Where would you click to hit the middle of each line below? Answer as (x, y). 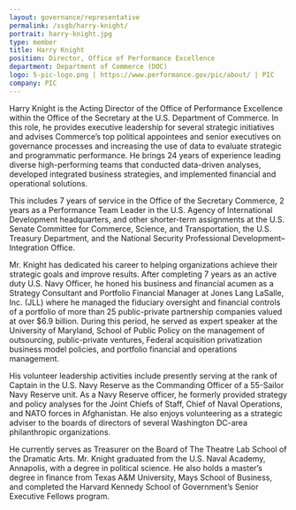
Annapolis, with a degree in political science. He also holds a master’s (136, 468)
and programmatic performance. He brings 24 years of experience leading (145, 155)
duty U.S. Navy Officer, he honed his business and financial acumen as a (141, 283)
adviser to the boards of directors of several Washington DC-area (129, 422)
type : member (33, 42)
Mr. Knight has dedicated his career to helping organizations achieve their (144, 264)
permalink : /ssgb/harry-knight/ (68, 26)
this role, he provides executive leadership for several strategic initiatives (142, 127)
